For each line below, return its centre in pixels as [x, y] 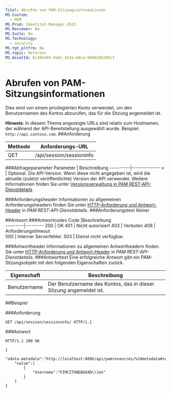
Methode [19, 147]
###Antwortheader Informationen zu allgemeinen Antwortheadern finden [82, 246]
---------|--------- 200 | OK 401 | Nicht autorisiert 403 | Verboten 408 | [80, 226]
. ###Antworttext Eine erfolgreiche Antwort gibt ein [86, 257]
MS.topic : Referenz [26, 53]
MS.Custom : [17, 15]
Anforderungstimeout [28, 231]
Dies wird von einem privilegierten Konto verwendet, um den [69, 108]
